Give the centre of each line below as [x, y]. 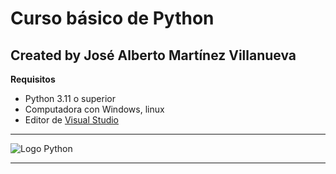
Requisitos [33, 79]
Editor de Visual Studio [72, 120]
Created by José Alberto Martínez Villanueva [153, 55]
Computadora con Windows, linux [94, 109]
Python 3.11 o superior [70, 98]
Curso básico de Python [112, 18]
